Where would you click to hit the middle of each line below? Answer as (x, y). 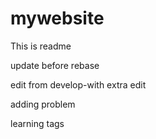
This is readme (41, 46)
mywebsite (57, 18)
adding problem (43, 104)
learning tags (37, 123)
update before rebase (55, 65)
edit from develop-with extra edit (78, 84)
